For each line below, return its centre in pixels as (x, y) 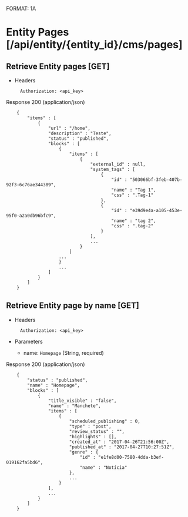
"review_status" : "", (97, 431)
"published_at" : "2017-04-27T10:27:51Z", (122, 447)
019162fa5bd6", (25, 462)
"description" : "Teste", (80, 133)
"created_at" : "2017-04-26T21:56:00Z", (119, 442)
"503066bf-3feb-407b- (156, 180)
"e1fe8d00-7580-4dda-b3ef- (131, 457)
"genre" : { (84, 452)
